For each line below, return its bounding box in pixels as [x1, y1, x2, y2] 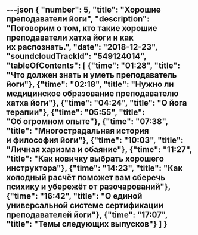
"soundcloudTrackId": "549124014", [6, 51, 147, 61]
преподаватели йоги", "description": [6, 14, 150, 24]
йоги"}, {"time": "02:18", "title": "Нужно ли [6, 79, 174, 89]
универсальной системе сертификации [6, 200, 164, 211]
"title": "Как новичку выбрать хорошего [6, 154, 164, 164]
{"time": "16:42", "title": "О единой [6, 191, 143, 202]
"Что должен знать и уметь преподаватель [6, 70, 177, 80]
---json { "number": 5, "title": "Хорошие [6, 5, 161, 15]
